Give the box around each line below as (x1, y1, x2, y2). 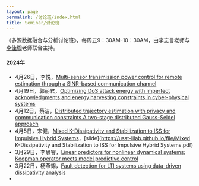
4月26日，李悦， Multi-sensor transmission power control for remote (14, 73, 182, 80)
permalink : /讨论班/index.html (6, 14, 81, 20)
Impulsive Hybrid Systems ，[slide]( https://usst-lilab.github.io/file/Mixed (14, 134, 191, 141)
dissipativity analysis (14, 169, 66, 176)
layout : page (6, 8, 39, 15)
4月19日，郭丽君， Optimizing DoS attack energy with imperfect (14, 87, 170, 94)
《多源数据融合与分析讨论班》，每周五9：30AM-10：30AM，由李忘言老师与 (6, 37, 190, 44)
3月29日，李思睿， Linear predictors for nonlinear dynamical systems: (14, 148, 186, 155)
